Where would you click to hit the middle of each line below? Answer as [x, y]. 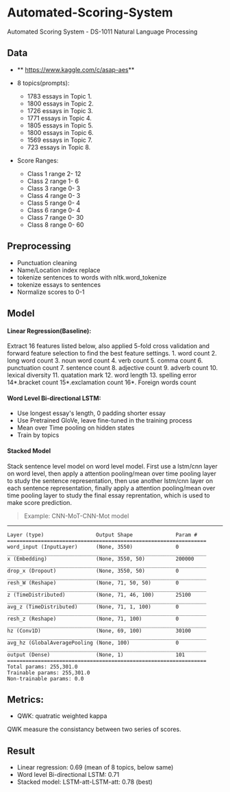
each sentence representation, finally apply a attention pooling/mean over [111, 488]
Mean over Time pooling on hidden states [76, 428]
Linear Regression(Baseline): [49, 331]
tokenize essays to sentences [59, 284]
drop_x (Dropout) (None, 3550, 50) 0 [93, 571]
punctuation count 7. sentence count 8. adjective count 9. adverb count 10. [112, 368]
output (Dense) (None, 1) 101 [96, 655]
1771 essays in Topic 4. [60, 118]
